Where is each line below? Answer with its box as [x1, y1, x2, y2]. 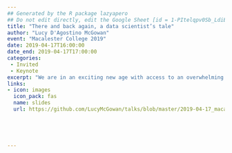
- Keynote [10, 67, 39, 74]
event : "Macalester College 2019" [7, 36, 107, 43]
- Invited [10, 61, 39, 68]
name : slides [13, 99, 51, 106]
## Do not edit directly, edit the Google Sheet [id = [7, 16, 168, 23]
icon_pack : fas [13, 93, 57, 100]
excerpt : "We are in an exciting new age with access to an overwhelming [7, 73, 224, 81]
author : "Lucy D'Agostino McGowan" [7, 29, 110, 36]
